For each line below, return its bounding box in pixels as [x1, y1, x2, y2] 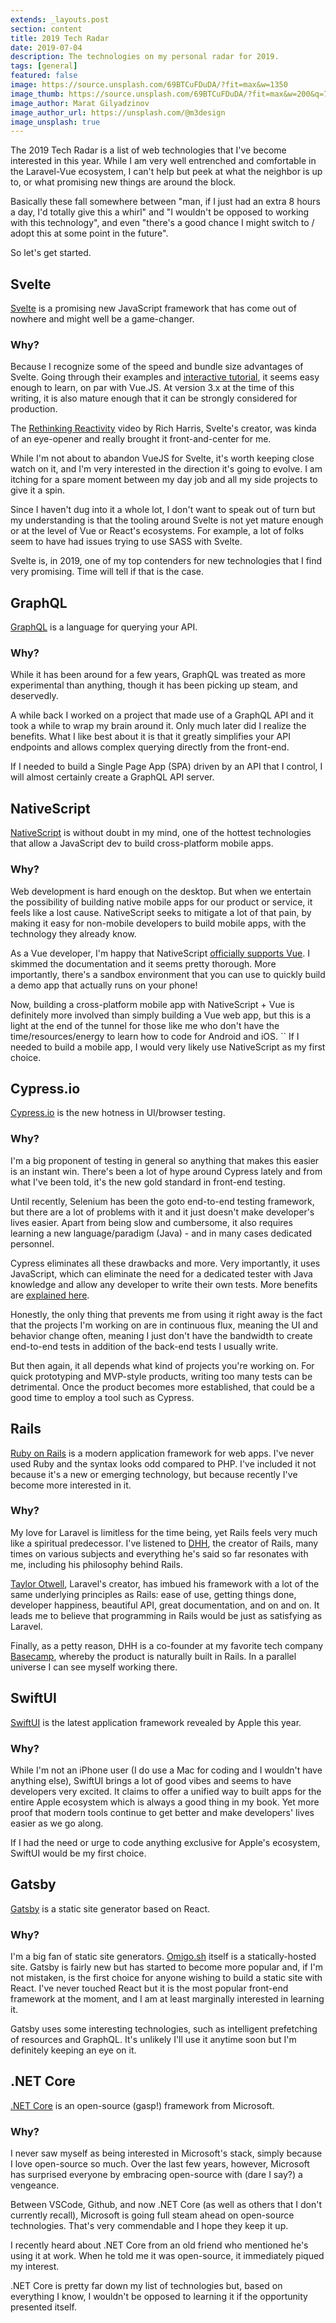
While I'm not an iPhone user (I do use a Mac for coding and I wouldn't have [10, 1764, 323, 1776]
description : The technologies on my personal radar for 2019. [10, 52, 280, 62]
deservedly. [10, 690, 59, 702]
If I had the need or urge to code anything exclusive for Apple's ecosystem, [10, 1836, 321, 1848]
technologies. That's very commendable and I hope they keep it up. [10, 2220, 289, 2232]
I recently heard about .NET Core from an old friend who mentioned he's [10, 2239, 309, 2251]
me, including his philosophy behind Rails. [10, 1558, 183, 1570]
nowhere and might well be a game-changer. [10, 313, 195, 325]
